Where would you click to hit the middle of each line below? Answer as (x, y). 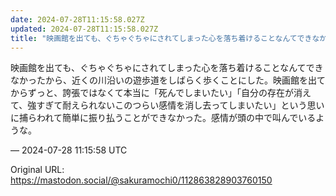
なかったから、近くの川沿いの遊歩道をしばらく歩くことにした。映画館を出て (168, 80)
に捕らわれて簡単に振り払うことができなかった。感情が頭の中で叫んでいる (163, 118)
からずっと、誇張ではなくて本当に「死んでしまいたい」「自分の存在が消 (156, 93)
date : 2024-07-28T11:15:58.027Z (77, 19)
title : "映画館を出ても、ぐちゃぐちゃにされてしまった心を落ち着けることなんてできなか (169, 38)
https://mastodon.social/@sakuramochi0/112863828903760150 (141, 180)
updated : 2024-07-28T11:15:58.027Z (84, 29)
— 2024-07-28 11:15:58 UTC (69, 150)
